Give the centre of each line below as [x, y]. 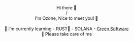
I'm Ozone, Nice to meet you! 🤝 [67, 18]
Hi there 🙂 [67, 8]
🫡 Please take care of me [67, 34]
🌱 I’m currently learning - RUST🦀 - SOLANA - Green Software [67, 29]
